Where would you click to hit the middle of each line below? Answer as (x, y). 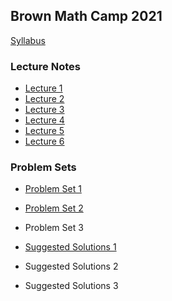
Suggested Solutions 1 (70, 247)
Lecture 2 (44, 99)
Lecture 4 (44, 120)
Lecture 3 (44, 110)
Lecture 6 (44, 141)
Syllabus (28, 40)
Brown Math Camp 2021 (86, 16)
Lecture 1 (43, 88)
